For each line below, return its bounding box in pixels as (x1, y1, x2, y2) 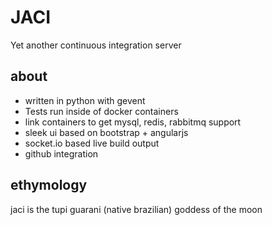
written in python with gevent (24, 94, 146, 106)
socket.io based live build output (24, 137, 160, 149)
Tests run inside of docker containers (24, 105, 179, 117)
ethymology (10, 177, 88, 194)
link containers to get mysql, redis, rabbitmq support (24, 116, 242, 128)
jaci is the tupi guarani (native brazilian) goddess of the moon (10, 203, 263, 215)
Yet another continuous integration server (10, 39, 182, 51)
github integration (24, 147, 99, 160)
